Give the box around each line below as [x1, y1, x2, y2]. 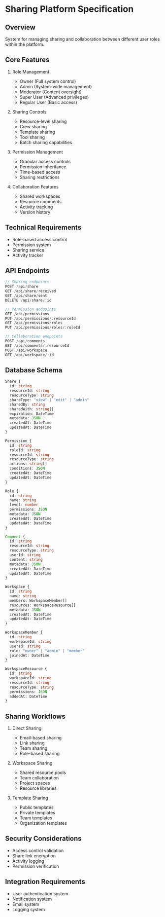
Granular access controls [19, 158, 71, 164]
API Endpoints [5, 266, 50, 275]
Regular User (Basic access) [19, 99, 77, 105]
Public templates [19, 805, 54, 810]
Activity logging [12, 858, 44, 864]
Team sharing [19, 745, 48, 751]
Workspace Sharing [12, 760, 53, 766]
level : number [9, 502, 38, 508]
